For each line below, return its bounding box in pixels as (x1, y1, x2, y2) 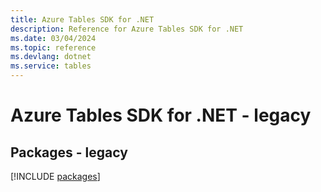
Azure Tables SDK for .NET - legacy (10, 104, 312, 127)
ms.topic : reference (10, 42, 97, 53)
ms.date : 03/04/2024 (10, 33, 97, 43)
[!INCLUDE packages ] (10, 171, 101, 182)
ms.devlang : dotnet (10, 52, 92, 62)
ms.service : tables (10, 61, 92, 71)
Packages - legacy (10, 144, 128, 161)
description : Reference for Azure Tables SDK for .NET (10, 24, 244, 34)
